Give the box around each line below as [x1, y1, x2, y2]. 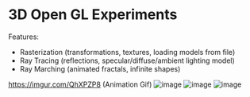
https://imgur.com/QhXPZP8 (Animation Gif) [8, 80, 152, 89]
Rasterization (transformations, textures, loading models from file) [19, 47, 236, 56]
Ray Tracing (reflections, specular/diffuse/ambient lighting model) [19, 56, 236, 65]
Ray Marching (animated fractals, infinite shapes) [19, 64, 181, 73]
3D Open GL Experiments [8, 6, 178, 24]
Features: [8, 32, 40, 41]
